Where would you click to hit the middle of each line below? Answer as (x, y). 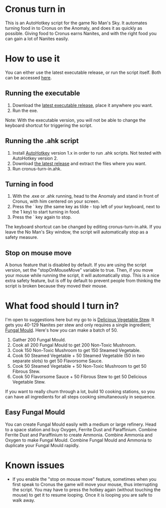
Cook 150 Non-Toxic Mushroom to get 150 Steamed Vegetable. (77, 350)
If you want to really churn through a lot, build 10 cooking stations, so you (80, 392)
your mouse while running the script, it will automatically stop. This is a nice (82, 276)
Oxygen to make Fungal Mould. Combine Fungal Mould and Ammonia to (79, 440)
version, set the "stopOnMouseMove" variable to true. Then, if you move (79, 270)
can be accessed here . (28, 77)
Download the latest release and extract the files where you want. (79, 163)
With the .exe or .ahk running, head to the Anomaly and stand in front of (86, 196)
